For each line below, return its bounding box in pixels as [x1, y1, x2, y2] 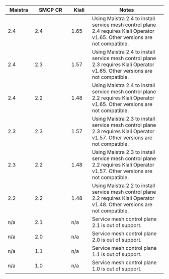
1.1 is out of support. [92, 251, 142, 258]
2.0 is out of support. [92, 237, 142, 243]
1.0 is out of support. [92, 265, 142, 272]
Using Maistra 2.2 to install [92, 182, 155, 189]
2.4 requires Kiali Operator [92, 28, 155, 34]
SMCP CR [38, 7, 63, 13]
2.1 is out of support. [92, 222, 142, 229]
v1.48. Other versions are [92, 201, 152, 208]
